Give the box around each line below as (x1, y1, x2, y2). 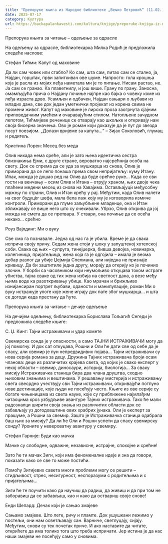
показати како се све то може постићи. (5, 457, 90, 463)
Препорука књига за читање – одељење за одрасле (5, 35, 117, 41)
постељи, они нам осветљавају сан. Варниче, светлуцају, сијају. (5, 517, 143, 523)
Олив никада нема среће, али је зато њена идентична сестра (5, 152, 137, 158)
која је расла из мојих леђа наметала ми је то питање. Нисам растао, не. (5, 80, 161, 86)
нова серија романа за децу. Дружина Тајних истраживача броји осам (5, 354, 157, 360)
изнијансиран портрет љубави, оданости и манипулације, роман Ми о (5, 283, 156, 289)
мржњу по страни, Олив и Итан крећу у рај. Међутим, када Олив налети (5, 189, 160, 195)
